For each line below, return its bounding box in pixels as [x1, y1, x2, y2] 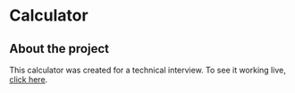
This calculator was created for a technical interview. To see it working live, [9, 64, 286, 75]
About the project [9, 41, 110, 56]
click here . [9, 74, 48, 85]
